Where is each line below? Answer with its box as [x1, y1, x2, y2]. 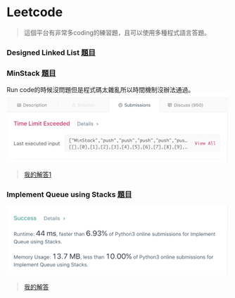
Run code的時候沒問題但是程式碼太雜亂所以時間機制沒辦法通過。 [6, 86, 195, 94]
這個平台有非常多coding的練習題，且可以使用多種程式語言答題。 [23, 28, 211, 37]
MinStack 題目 [6, 68, 56, 78]
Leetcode [6, 4, 63, 20]
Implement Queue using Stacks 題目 [6, 190, 132, 200]
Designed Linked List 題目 [6, 47, 96, 57]
